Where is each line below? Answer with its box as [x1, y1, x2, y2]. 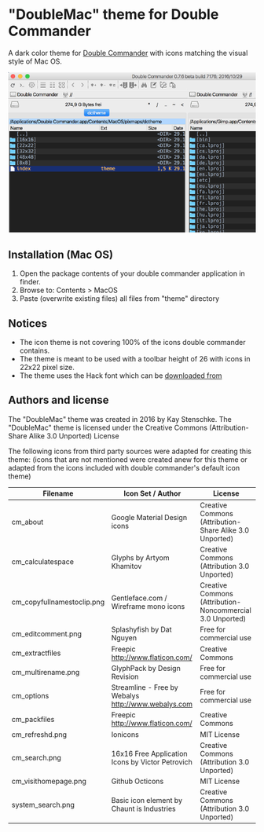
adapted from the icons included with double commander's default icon [8, 463, 240, 472]
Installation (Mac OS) [8, 247, 114, 261]
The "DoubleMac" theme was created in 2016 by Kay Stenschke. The [8, 414, 232, 423]
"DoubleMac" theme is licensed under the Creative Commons [8, 423, 208, 432]
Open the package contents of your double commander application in [19, 269, 245, 278]
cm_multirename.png [11, 668, 80, 677]
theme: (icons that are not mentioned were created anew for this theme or [8, 454, 247, 464]
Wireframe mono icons [111, 601, 185, 610]
